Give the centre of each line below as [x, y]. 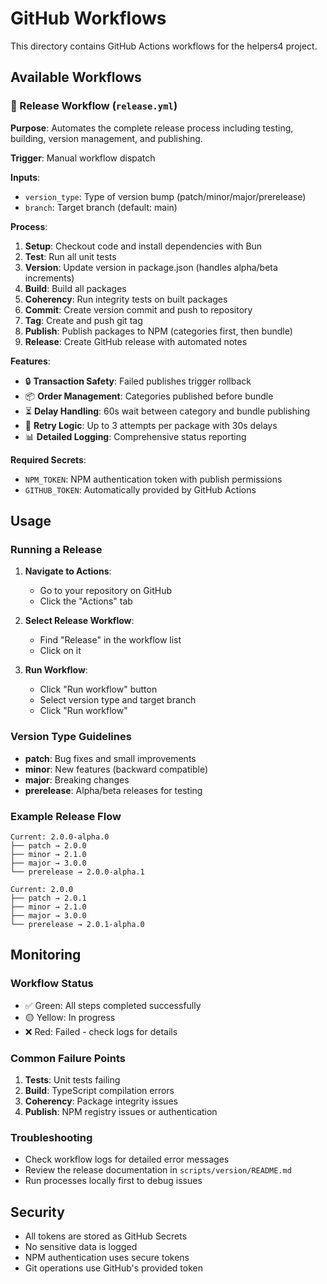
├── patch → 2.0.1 [48, 898]
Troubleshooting [51, 1137]
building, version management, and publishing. [106, 138]
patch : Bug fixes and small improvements [110, 758]
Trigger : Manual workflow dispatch [83, 158]
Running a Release [56, 549]
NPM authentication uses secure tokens [107, 1257]
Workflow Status [52, 984]
